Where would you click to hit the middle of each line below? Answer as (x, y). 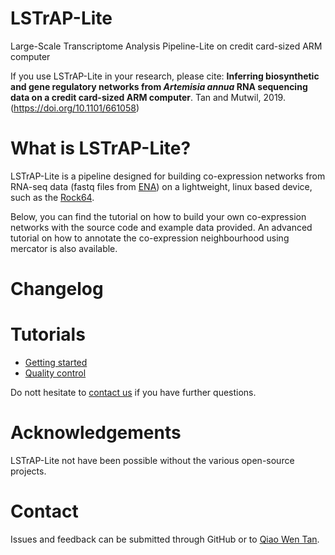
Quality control (55, 373)
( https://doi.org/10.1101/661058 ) (75, 108)
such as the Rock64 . (52, 197)
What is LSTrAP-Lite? (101, 148)
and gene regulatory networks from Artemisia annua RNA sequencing (159, 86)
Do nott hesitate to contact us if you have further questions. (133, 392)
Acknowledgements (96, 433)
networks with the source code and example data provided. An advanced (161, 227)
